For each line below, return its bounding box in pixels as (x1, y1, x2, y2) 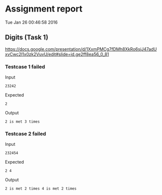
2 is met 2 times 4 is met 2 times (5, 186, 77, 191)
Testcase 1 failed (5, 63, 45, 70)
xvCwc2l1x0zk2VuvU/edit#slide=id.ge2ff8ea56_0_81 (5, 51, 109, 57)
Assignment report (5, 3, 83, 14)
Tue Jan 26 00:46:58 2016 (5, 19, 58, 25)
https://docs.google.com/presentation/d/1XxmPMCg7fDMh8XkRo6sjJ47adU (5, 46, 157, 52)
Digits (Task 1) (5, 33, 48, 42)
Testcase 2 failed (5, 130, 46, 137)
